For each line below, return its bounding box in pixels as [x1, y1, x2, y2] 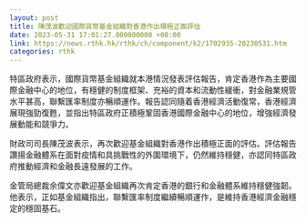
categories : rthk [9, 47, 76, 56]
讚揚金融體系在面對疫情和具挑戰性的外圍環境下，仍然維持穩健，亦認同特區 [9, 149, 289, 160]
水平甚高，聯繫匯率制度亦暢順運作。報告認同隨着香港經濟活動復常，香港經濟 [9, 96, 297, 107]
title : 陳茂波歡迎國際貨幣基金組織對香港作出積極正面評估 [9, 22, 201, 31]
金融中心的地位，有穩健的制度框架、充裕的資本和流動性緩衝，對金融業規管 [16, 85, 297, 96]
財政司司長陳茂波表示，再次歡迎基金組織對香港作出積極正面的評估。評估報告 [9, 138, 297, 149]
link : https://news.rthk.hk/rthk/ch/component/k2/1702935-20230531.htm [9, 38, 287, 48]
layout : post [9, 13, 59, 23]
